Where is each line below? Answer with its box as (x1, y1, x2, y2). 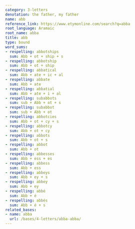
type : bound (5, 40, 30, 45)
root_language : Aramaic (5, 26, 55, 31)
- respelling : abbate (5, 77, 50, 82)
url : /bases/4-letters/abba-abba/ (9, 216, 81, 221)
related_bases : (5, 207, 37, 212)
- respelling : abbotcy (5, 123, 52, 128)
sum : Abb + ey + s (9, 174, 48, 180)
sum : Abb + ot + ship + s (9, 53, 64, 59)
